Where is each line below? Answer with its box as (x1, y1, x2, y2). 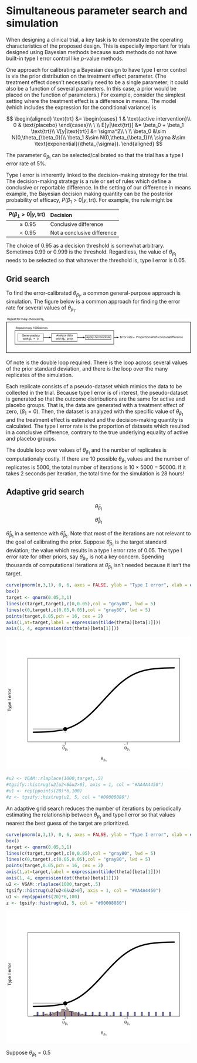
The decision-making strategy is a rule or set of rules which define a (6, 178, 171, 185)
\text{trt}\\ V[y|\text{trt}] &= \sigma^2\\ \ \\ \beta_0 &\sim (30, 128, 167, 135)
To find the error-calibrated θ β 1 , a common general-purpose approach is (6, 289, 181, 299)
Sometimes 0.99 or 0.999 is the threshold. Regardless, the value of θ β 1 (6, 248, 176, 258)
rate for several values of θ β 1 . (6, 304, 77, 314)
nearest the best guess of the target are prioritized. (6, 819, 130, 827)
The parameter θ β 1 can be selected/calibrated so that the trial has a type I (6, 151, 184, 161)
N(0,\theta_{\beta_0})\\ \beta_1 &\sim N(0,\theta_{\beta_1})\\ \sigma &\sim (11, 134, 186, 141)
